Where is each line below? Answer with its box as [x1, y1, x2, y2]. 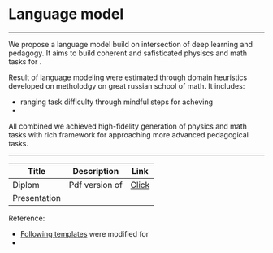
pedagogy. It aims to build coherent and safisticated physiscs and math [8, 48, 248, 58]
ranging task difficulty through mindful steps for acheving [19, 97, 214, 107]
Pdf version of [68, 179, 123, 190]
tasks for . [8, 56, 42, 66]
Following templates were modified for [19, 229, 149, 238]
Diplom [12, 179, 40, 190]
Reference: [8, 213, 45, 223]
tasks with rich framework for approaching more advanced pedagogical [8, 129, 249, 139]
